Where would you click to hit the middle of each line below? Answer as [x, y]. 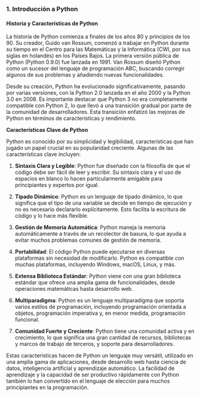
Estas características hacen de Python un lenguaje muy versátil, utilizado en [100, 356]
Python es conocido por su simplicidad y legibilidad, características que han [100, 142]
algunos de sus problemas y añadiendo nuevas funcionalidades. [85, 75]
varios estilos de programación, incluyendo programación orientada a [100, 307]
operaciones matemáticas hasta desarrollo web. [74, 289]
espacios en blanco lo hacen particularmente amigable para [89, 179]
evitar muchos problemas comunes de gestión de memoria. [88, 240]
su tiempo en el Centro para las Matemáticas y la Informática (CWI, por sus [99, 49]
